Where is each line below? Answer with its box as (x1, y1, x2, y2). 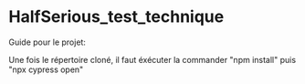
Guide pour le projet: (8, 37, 86, 47)
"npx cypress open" (8, 64, 84, 75)
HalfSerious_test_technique (8, 6, 225, 27)
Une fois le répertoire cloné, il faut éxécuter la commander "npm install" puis (8, 54, 297, 65)
